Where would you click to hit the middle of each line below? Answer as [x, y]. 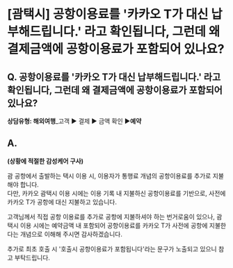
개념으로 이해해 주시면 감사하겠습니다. [71, 234]
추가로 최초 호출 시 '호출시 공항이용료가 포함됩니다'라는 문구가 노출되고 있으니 [112, 249]
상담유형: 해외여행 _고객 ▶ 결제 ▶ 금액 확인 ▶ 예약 [74, 121]
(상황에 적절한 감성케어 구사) [46, 161]
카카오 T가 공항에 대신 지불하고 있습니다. [62, 202]
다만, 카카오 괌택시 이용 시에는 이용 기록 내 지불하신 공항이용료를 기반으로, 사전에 [116, 193]
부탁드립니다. [32, 258]
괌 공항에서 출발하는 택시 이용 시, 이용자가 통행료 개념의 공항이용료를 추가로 [109, 175]
